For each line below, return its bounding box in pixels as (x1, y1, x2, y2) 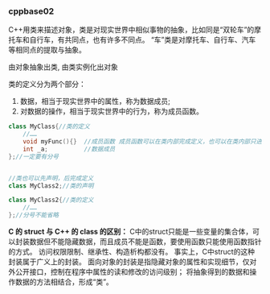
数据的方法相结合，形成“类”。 (14, 277, 114, 287)
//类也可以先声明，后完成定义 (8, 174, 94, 182)
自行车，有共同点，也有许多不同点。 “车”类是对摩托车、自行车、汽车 (29, 35, 256, 45)
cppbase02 (8, 6, 55, 17)
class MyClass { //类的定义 (8, 122, 91, 130)
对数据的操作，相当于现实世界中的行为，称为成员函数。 (19, 106, 203, 116)
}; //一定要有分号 (8, 152, 59, 160)
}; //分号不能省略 (8, 211, 59, 219)
